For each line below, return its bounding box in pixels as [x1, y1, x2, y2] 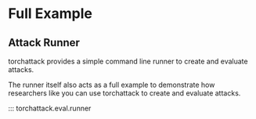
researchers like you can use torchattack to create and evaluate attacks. [8, 88, 241, 98]
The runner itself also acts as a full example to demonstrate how [8, 80, 215, 89]
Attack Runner [8, 36, 81, 49]
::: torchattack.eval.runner [8, 103, 92, 113]
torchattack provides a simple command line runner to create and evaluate [8, 56, 248, 66]
